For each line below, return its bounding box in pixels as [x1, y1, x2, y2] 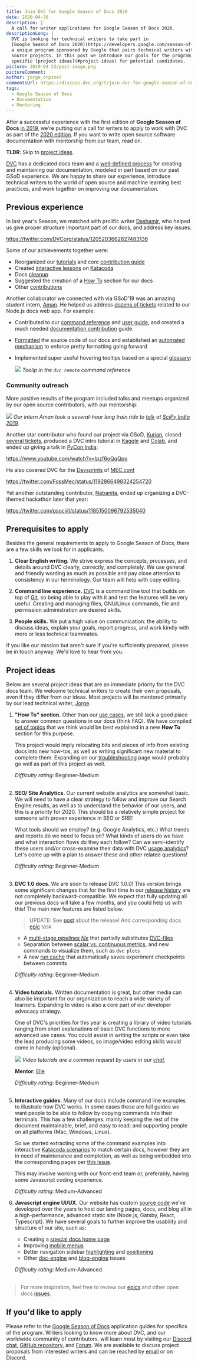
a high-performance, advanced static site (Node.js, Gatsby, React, [14, 1212, 176, 1219]
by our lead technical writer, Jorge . [6, 700, 91, 707]
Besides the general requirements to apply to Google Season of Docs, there [6, 540, 190, 547]
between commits [23, 960, 67, 967]
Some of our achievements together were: [6, 247, 109, 254]
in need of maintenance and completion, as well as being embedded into [14, 1152, 192, 1159]
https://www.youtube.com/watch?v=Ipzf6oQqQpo [6, 455, 128, 462]
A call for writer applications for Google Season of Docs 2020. [11, 25, 176, 31]
